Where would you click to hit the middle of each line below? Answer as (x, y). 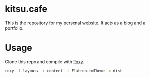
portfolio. (14, 28)
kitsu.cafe (26, 9)
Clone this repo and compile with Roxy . (45, 61)
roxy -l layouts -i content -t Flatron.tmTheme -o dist (64, 71)
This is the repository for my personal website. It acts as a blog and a (75, 23)
